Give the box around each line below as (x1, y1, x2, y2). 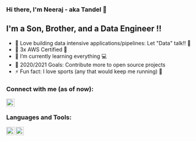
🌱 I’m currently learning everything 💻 (14, 52, 108, 59)
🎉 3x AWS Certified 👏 (14, 46, 68, 53)
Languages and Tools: (6, 113, 72, 121)
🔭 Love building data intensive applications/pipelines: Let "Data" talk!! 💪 (14, 39, 191, 46)
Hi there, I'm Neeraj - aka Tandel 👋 (6, 5, 107, 14)
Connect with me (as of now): (6, 84, 94, 93)
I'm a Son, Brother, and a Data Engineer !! (6, 24, 162, 34)
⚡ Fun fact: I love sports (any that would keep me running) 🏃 (14, 68, 163, 75)
